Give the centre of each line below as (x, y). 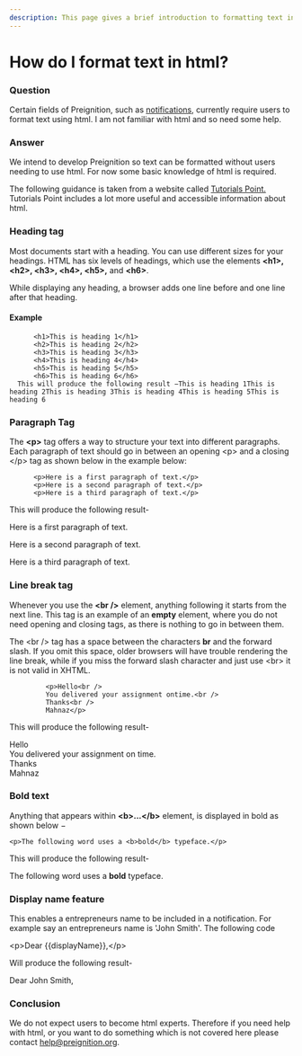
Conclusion (35, 1004)
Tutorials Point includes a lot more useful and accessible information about (147, 199)
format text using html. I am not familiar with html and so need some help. (145, 120)
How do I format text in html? (119, 62)
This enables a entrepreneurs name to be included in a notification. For (140, 918)
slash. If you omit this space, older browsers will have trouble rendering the (149, 651)
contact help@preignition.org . (64, 1043)
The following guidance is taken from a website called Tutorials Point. (138, 189)
